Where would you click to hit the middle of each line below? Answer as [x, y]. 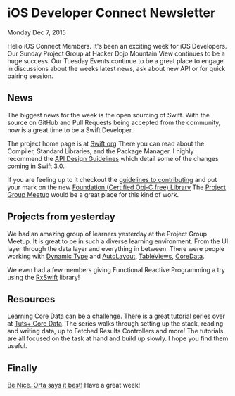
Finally [22, 368]
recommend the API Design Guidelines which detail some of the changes [113, 158]
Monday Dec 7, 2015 [37, 32]
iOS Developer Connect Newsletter [112, 13]
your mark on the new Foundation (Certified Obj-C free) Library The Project [117, 187]
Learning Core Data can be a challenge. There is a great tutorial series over [116, 316]
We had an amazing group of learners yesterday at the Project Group [107, 234]
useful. [17, 346]
